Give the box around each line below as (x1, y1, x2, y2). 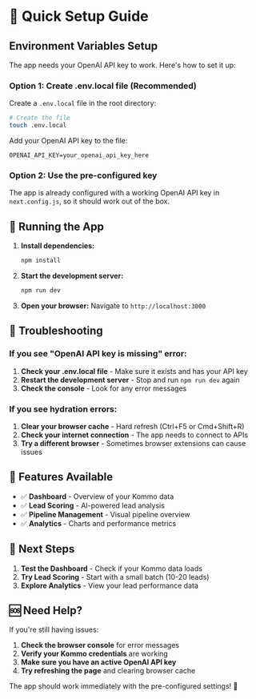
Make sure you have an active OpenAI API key (20, 657, 177, 667)
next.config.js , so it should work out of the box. (9, 196, 170, 207)
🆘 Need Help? (9, 604, 83, 617)
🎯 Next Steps (9, 542, 75, 556)
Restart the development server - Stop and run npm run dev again (20, 375, 241, 384)
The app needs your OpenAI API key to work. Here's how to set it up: (9, 60, 236, 70)
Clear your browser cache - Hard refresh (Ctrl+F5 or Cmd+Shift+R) (20, 421, 245, 431)
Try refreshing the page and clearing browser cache (20, 666, 196, 676)
